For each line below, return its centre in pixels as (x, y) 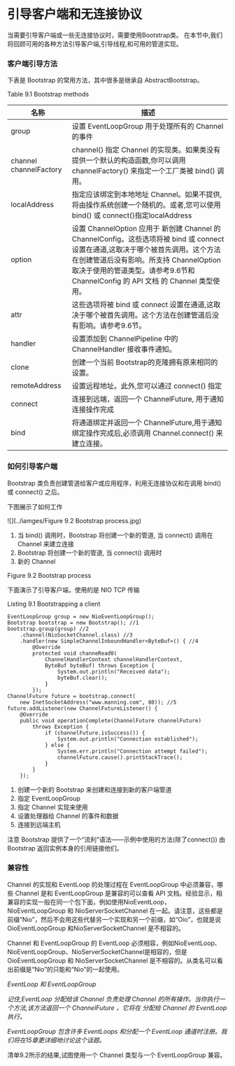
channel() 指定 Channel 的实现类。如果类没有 (146, 150)
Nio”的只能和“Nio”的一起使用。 (79, 969)
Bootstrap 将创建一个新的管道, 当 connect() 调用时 (90, 553)
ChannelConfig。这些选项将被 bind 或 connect (148, 239)
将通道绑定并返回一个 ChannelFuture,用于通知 (147, 422)
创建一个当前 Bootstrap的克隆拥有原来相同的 (145, 362)
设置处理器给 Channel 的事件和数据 (68, 816)
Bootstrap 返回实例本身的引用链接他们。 (65, 848)
